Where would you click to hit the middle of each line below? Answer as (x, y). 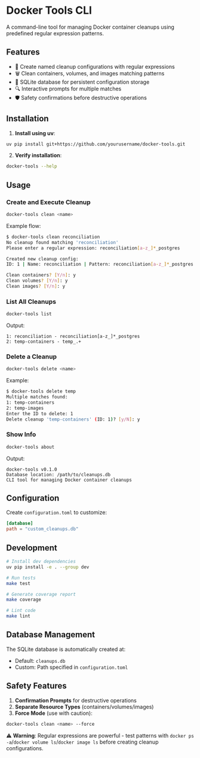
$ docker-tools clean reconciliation (53, 237)
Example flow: (24, 226)
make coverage (24, 600)
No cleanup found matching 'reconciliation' (62, 242)
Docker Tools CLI (49, 10)
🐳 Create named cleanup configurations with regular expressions (95, 66)
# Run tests (21, 578)
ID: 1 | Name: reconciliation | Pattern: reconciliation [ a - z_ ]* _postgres (100, 264)
